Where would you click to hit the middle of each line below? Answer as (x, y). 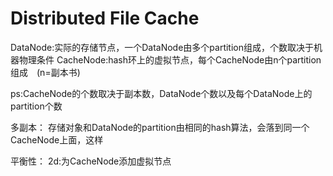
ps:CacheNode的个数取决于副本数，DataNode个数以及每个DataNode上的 (161, 93)
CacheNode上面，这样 (57, 139)
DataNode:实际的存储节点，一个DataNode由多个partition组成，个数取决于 (162, 47)
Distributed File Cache (105, 18)
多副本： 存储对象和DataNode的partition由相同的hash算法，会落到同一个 (160, 127)
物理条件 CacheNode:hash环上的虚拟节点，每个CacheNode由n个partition (170, 59)
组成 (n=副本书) (45, 72)
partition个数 (36, 106)
